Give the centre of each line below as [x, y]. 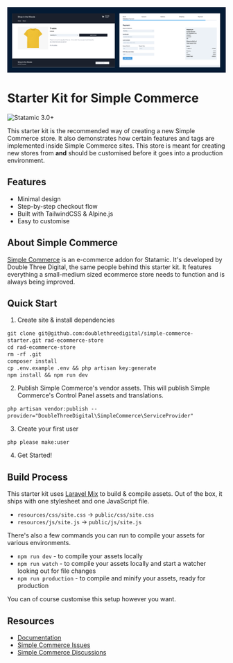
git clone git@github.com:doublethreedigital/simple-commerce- [101, 334]
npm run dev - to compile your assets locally [80, 556]
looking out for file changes [57, 571]
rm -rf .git [24, 354]
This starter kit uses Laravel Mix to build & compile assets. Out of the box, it [115, 494]
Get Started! [35, 455]
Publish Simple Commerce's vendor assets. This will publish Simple [113, 388]
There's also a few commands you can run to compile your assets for [106, 535]
